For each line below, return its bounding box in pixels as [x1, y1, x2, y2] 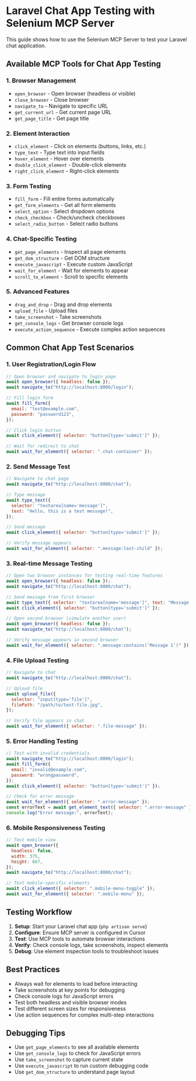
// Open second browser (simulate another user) [6, 615, 127, 621]
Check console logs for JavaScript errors [14, 993, 114, 1000]
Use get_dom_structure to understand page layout [14, 1069, 135, 1076]
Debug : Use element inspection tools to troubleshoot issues [14, 948, 159, 955]
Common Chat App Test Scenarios [6, 343, 134, 353]
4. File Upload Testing [6, 656, 69, 665]
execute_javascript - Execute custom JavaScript [14, 260, 133, 267]
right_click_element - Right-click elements [14, 167, 119, 174]
